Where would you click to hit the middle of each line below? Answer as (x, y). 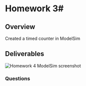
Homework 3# (34, 9)
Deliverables (25, 54)
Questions (18, 78)
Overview (20, 27)
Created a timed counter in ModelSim (43, 38)
